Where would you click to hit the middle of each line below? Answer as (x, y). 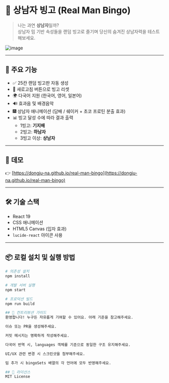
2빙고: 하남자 (33, 132)
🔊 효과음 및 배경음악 (33, 103)
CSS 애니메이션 (28, 223)
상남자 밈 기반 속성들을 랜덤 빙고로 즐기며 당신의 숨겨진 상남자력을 (82, 31)
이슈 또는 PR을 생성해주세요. (31, 327)
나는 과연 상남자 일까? (38, 25)
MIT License (18, 377)
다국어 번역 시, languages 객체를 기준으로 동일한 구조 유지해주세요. (68, 345)
